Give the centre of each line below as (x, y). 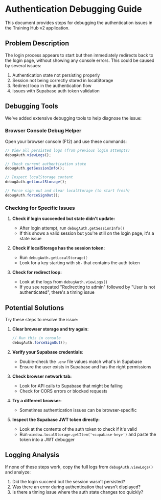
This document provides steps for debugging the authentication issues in (79, 23)
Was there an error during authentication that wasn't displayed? (76, 487)
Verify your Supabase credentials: (48, 352)
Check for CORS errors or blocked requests (63, 391)
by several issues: (23, 65)
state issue (30, 239)
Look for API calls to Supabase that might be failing (71, 386)
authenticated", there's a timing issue (57, 292)
